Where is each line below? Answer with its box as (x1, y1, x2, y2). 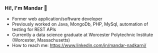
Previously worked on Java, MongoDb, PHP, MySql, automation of (11, 21, 148, 27)
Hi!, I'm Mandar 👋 (4, 4, 47, 11)
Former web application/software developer (11, 16, 103, 22)
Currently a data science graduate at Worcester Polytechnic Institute (11, 32, 153, 38)
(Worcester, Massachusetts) (11, 37, 70, 43)
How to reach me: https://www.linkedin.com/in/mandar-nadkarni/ (11, 42, 146, 48)
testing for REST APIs (11, 26, 56, 32)
